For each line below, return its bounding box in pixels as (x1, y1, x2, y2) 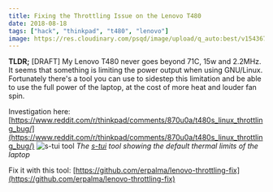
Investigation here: (8, 107, 71, 117)
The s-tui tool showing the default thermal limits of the (76, 141, 258, 151)
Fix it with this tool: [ (8, 165, 76, 175)
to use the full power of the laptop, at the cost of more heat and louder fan (8, 83, 258, 92)
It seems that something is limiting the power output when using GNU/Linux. (8, 66, 263, 75)
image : (8, 34, 31, 43)
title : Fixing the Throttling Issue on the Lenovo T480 (8, 11, 201, 20)
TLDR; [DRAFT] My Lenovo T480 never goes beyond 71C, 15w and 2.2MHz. (8, 57, 262, 66)
